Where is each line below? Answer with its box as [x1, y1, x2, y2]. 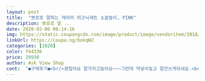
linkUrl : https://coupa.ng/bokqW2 [6, 37, 95, 43]
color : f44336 [6, 49, 43, 55]
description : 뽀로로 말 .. [6, 20, 70, 26]
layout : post [6, 9, 40, 15]
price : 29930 [6, 54, 40, 60]
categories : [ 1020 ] [6, 43, 56, 49]
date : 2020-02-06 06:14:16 [6, 26, 75, 32]
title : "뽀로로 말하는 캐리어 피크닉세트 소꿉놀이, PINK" [6, 15, 137, 21]
